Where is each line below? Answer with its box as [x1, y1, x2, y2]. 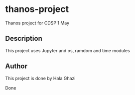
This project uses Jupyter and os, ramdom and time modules [5, 47, 131, 53]
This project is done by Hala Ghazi [5, 75, 76, 81]
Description [5, 34, 42, 43]
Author [5, 62, 27, 71]
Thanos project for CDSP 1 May [5, 20, 70, 26]
